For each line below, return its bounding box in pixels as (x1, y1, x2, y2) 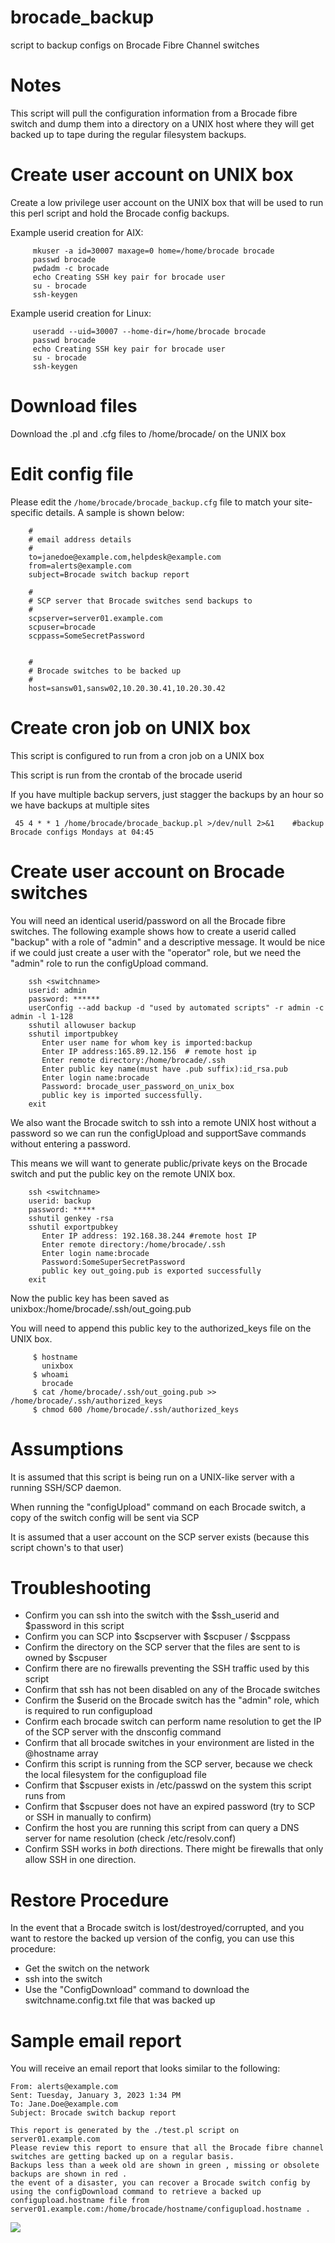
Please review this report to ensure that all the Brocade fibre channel (10, 2143, 325, 2153)
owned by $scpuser (24, 1652, 108, 1664)
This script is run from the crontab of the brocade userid (10, 769, 243, 781)
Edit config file (10, 462, 134, 485)
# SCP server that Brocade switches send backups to (28, 596, 253, 606)
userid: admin (28, 985, 87, 995)
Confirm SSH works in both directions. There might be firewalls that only (24, 1843, 324, 1855)
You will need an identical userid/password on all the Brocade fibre (10, 914, 286, 926)
